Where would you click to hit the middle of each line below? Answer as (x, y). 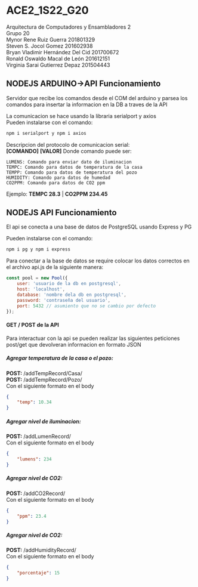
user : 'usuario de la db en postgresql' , (69, 284)
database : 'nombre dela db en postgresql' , (72, 295)
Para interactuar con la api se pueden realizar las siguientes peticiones (93, 338)
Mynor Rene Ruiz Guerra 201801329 (51, 39)
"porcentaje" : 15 (38, 573)
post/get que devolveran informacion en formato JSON (74, 344)
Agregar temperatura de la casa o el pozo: (60, 358)
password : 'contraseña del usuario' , (64, 300)
